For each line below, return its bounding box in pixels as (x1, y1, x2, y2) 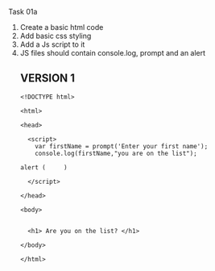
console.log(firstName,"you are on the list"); (35, 149, 197, 157)
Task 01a (8, 7, 38, 16)
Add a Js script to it (19, 40, 85, 49)
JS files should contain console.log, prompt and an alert (19, 48, 206, 57)
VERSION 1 (19, 72, 75, 85)
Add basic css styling (19, 31, 92, 40)
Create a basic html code (19, 23, 104, 31)
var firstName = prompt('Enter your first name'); (35, 142, 209, 150)
